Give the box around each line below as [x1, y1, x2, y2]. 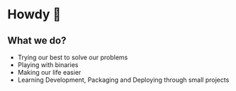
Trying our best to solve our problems [17, 53, 128, 61]
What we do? [7, 35, 67, 47]
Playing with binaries [17, 61, 79, 69]
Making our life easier [17, 68, 82, 76]
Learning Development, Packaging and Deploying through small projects [17, 75, 230, 84]
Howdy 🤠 [7, 6, 62, 23]
